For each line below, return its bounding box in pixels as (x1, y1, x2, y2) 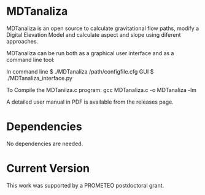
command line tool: (6, 56, 55, 63)
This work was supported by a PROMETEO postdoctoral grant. (6, 182, 164, 189)
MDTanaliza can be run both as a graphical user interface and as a (6, 49, 174, 56)
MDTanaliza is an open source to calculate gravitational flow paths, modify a (6, 25, 199, 32)
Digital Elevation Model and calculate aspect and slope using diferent (6, 31, 181, 38)
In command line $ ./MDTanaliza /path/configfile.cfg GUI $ (6, 67, 154, 75)
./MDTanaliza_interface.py (6, 74, 72, 82)
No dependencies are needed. (6, 140, 83, 147)
